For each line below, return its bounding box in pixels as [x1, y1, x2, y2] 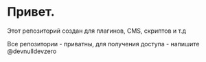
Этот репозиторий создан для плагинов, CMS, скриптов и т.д [7, 27, 187, 35]
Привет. [7, 4, 55, 20]
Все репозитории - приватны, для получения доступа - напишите [7, 40, 200, 48]
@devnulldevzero [7, 47, 57, 55]
